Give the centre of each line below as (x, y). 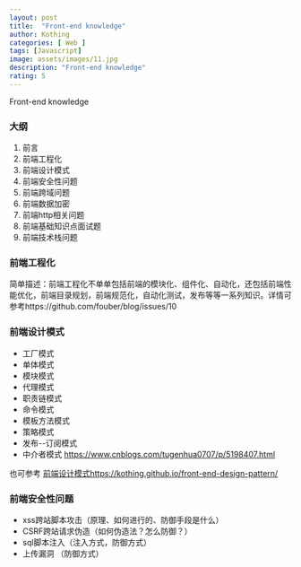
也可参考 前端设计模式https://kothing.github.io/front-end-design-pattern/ (144, 473)
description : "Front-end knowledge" (77, 68)
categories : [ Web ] (48, 43)
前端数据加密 (46, 204)
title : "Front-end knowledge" (68, 26)
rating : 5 (28, 76)
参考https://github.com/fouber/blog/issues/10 (93, 307)
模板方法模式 (46, 420)
